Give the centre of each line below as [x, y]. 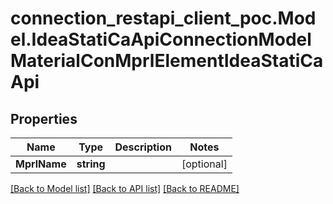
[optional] [204, 164]
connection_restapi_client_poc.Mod [163, 18]
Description [143, 147]
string [91, 164]
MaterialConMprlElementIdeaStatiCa [167, 61]
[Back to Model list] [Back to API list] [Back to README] [125, 188]
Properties [44, 118]
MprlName [41, 164]
